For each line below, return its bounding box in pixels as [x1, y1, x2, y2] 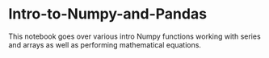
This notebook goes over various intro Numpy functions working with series [8, 31, 261, 41]
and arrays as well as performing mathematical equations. [8, 39, 202, 49]
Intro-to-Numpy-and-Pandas [8, 5, 208, 23]
